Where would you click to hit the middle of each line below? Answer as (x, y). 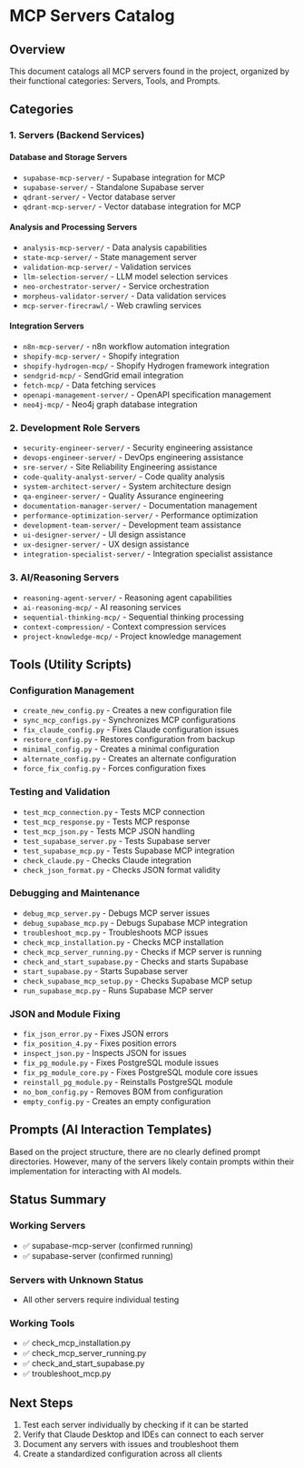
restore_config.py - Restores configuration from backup (129, 739)
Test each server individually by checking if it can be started (135, 1425)
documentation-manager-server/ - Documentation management (140, 506)
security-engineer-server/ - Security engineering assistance (137, 447)
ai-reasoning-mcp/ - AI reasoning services (102, 607)
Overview (38, 50)
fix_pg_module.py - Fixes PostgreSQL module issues (121, 1063)
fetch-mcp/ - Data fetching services (89, 385)
